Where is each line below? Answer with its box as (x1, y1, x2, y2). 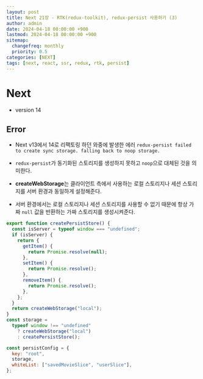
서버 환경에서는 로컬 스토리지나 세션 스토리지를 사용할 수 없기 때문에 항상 (15, 201, 188, 208)
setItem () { (22, 260, 53, 266)
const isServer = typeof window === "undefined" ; (12, 226, 140, 233)
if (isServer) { (12, 232, 53, 238)
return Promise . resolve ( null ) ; (28, 248, 108, 255)
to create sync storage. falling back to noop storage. (15, 148, 160, 154)
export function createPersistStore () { (6, 220, 111, 226)
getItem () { (22, 243, 53, 249)
